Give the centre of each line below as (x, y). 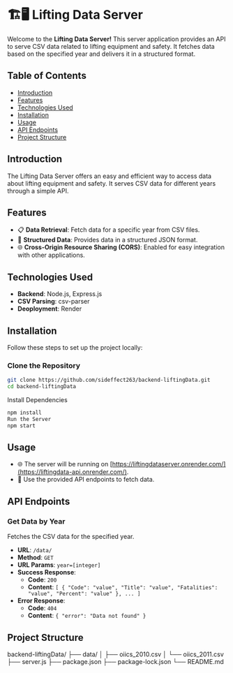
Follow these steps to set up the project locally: (75, 347)
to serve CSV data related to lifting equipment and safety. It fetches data (111, 46)
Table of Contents (47, 76)
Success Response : (47, 572)
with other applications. (51, 255)
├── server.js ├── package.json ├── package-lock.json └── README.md (116, 661)
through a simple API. (38, 191)
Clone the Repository (44, 365)
